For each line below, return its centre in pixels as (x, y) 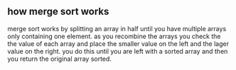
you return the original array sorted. (60, 59)
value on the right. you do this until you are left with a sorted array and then (118, 51)
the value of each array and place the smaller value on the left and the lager (118, 43)
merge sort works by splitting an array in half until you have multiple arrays (117, 28)
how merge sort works (58, 12)
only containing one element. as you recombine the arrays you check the (114, 36)
